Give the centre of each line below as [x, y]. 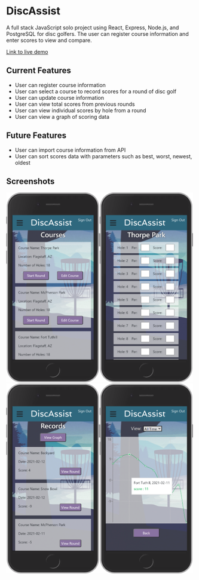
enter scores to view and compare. [49, 40]
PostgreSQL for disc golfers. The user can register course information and [98, 33]
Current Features [39, 71]
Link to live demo [27, 51]
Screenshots [30, 181]
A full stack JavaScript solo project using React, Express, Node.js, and [93, 27]
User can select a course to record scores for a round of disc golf [96, 91]
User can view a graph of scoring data [62, 116]
